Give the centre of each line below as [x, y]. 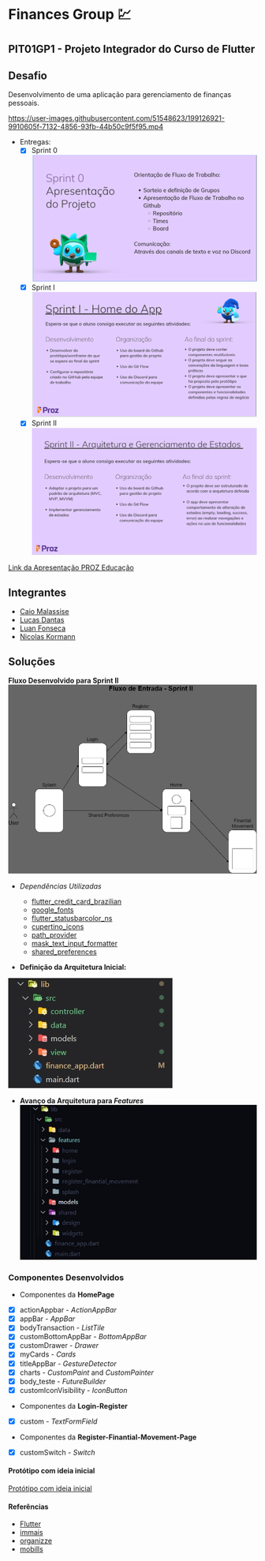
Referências [28, 1507]
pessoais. [24, 103]
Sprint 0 [44, 151]
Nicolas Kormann [48, 637]
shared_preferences [64, 952]
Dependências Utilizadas [60, 886]
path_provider [54, 934]
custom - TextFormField [58, 1421]
